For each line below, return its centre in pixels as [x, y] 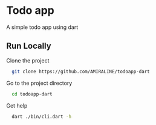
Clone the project [28, 60]
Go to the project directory [39, 83]
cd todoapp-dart [32, 94]
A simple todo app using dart [42, 27]
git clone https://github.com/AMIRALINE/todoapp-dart [81, 72]
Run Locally [29, 46]
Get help [17, 105]
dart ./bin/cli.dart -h [41, 117]
